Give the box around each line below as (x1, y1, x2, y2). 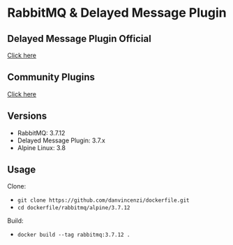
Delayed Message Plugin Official (7, 33, 151, 45)
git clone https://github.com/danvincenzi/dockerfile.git (17, 197, 190, 204)
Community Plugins (7, 71, 96, 83)
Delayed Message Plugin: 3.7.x (17, 136, 106, 144)
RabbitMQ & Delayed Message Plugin (7, 5, 227, 21)
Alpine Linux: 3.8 (17, 143, 66, 151)
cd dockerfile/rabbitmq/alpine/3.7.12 (17, 205, 130, 211)
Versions (7, 110, 47, 122)
